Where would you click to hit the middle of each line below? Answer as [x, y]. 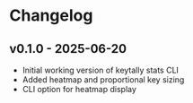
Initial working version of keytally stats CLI [101, 70]
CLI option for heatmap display [79, 89]
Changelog [51, 16]
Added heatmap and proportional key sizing [103, 80]
